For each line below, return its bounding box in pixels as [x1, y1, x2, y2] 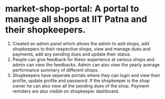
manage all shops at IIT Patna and [5, 13, 147, 25]
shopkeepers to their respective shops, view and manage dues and [12, 46, 151, 52]
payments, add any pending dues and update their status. [12, 51, 131, 57]
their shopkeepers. [5, 24, 86, 35]
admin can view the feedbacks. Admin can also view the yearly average [12, 62, 160, 68]
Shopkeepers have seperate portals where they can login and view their [12, 72, 161, 78]
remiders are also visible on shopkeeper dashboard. [12, 88, 120, 94]
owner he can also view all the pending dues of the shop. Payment [12, 83, 150, 89]
